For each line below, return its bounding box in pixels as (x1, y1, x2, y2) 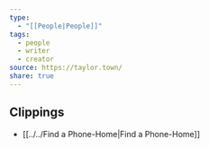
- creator (17, 55, 54, 64)
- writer (17, 47, 50, 56)
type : (9, 13, 30, 22)
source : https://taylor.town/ (9, 64, 123, 73)
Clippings (9, 105, 65, 120)
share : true (9, 72, 54, 81)
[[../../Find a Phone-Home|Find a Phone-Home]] (22, 128, 201, 139)
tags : (9, 30, 30, 39)
